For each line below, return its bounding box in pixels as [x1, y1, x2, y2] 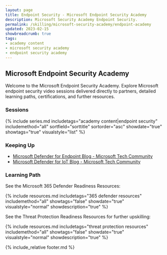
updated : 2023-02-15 [5, 27, 49, 32]
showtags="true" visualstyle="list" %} [5, 129, 86, 135]
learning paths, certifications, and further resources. [5, 94, 116, 100]
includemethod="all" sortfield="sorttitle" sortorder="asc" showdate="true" [5, 123, 162, 129]
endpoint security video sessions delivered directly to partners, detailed [5, 88, 156, 95]
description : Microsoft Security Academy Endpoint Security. [5, 17, 138, 22]
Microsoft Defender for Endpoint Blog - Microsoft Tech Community [12, 153, 153, 159]
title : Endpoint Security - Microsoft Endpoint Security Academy [5, 12, 147, 17]
